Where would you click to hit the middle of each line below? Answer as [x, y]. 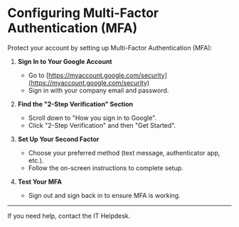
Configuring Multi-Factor [83, 13]
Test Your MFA [40, 182]
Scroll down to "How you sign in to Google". [92, 118]
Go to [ [38, 75]
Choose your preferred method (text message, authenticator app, [124, 153]
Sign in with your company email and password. [99, 90]
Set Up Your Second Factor [58, 139]
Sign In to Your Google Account [65, 61]
